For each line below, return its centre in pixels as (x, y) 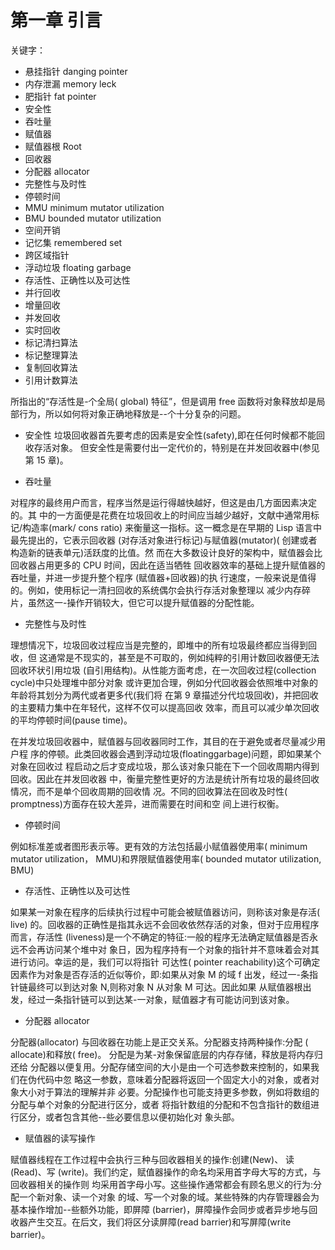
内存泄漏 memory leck (70, 83)
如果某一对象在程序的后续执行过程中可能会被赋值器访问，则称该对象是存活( (165, 912)
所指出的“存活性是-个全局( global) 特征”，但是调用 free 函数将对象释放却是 (163, 401)
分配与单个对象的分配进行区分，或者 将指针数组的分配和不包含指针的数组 (160, 1104)
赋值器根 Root (53, 146)
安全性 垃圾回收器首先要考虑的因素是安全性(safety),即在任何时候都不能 (170, 435)
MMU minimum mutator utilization (94, 207)
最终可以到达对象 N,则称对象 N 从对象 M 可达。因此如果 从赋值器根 (165, 987)
